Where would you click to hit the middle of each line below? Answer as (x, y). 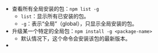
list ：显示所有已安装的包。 (55, 16)
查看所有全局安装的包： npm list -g (55, 9)
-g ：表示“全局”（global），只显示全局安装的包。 (79, 24)
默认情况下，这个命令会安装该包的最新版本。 (76, 38)
